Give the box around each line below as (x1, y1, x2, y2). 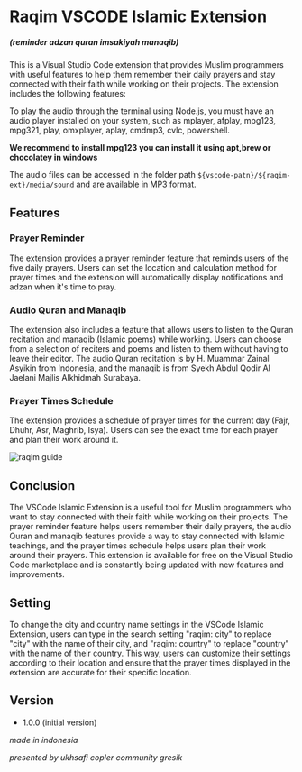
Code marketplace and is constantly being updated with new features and (9, 559, 284, 570)
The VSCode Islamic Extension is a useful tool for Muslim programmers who (9, 502, 292, 513)
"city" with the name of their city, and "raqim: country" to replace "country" (9, 639, 290, 649)
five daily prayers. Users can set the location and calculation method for (9, 262, 278, 272)
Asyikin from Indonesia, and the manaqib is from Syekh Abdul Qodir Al (9, 363, 270, 373)
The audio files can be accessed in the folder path (9, 170, 197, 180)
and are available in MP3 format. (76, 179, 197, 190)
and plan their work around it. (9, 435, 119, 446)
